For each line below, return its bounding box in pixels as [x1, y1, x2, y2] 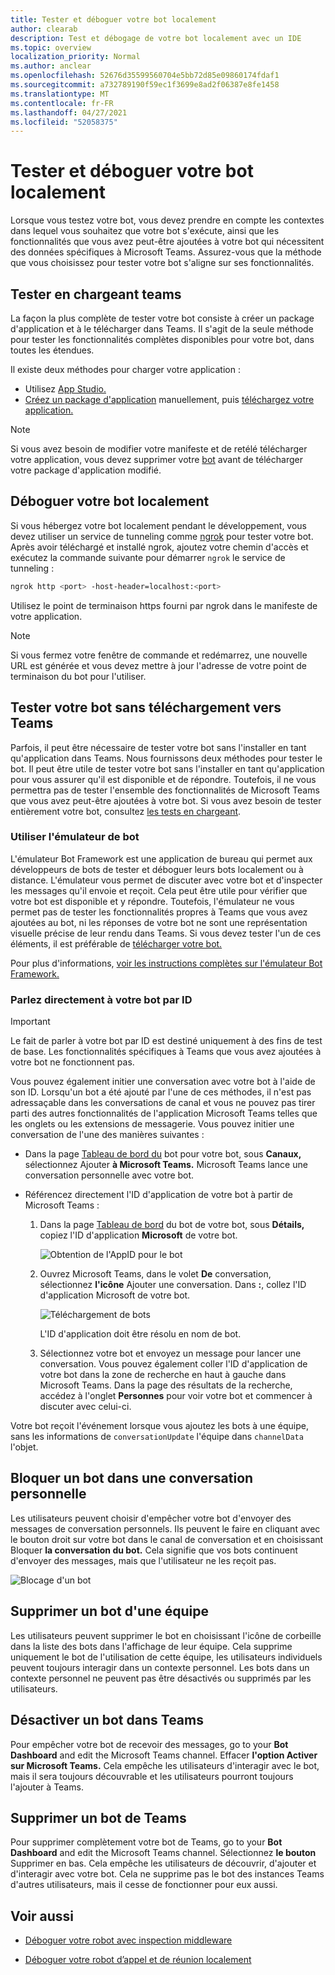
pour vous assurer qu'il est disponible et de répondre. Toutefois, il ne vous [10, 773, 317, 785]
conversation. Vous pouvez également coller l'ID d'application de [39, 1358, 308, 1370]
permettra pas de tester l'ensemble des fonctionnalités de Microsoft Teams [10, 784, 320, 796]
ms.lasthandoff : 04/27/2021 [10, 107, 128, 118]
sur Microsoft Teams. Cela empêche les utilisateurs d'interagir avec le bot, [10, 1759, 320, 1771]
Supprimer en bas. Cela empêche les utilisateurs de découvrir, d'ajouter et [10, 1857, 317, 1870]
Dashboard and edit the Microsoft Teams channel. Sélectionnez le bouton [10, 1847, 317, 1859]
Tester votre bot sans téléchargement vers [10, 699, 282, 716]
